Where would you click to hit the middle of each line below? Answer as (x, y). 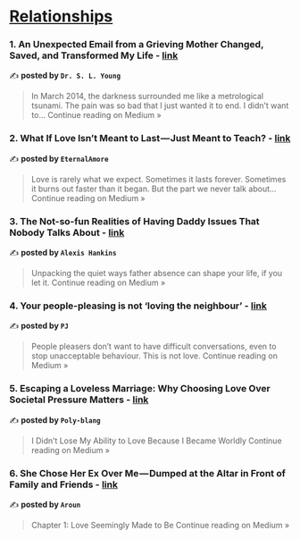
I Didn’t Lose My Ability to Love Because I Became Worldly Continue (157, 441)
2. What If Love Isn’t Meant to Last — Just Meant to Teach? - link (150, 139)
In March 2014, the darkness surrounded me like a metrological (147, 97)
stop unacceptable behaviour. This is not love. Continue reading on (154, 356)
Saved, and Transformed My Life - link (94, 55)
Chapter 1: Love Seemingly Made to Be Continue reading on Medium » (160, 525)
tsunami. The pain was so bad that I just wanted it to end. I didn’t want (160, 105)
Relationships (61, 17)
